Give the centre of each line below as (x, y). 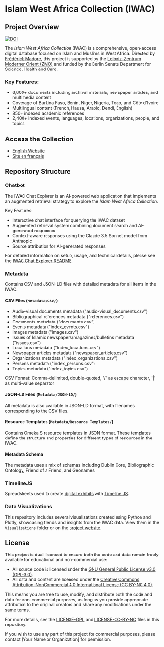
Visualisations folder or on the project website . (53, 528)
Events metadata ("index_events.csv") (51, 327)
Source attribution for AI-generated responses (59, 246)
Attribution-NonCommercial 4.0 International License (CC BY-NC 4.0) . (82, 585)
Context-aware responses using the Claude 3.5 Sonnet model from (80, 235)
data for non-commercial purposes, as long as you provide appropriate (77, 600)
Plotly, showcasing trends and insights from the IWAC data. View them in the (82, 522)
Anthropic (22, 241)
